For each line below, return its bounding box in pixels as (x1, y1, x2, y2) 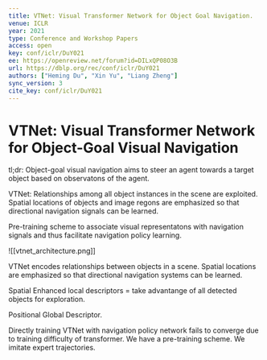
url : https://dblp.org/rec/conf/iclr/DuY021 (8, 64, 160, 72)
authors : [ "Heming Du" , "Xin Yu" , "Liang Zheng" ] (8, 72, 179, 80)
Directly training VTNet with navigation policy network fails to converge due (8, 325, 259, 335)
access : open (8, 42, 52, 50)
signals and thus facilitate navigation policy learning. (8, 230, 183, 240)
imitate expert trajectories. (8, 343, 96, 353)
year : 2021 (8, 27, 45, 35)
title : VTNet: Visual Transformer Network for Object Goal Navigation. (8, 11, 253, 20)
